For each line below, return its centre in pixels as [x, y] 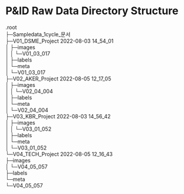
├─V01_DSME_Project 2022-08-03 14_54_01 [60, 41]
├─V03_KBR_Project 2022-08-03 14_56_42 [58, 116]
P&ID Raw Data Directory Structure [92, 11]
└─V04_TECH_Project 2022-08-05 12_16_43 [59, 154]
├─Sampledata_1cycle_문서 [38, 34]
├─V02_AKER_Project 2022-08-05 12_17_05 [58, 79]
